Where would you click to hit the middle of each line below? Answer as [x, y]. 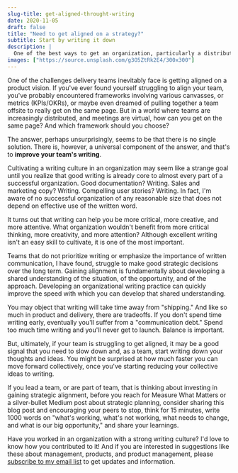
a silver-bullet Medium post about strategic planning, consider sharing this [116, 402]
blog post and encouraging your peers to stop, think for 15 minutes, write [114, 410]
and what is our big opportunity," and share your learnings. [93, 425]
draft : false [27, 27]
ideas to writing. [31, 374]
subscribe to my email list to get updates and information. [91, 461]
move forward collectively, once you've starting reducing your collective [113, 366]
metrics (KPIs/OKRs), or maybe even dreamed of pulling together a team [113, 103]
